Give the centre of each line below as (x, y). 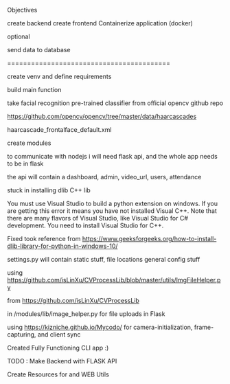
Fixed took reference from (44, 239)
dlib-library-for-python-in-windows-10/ (62, 246)
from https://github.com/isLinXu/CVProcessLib (73, 301)
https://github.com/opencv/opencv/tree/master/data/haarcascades (102, 116)
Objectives (22, 10)
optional (19, 36)
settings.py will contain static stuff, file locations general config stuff (104, 259)
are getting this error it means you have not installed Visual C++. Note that (112, 211)
